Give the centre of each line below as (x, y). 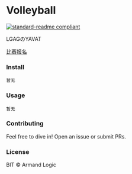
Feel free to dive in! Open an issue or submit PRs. (66, 136)
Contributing (25, 124)
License (18, 152)
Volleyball (31, 10)
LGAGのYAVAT (24, 38)
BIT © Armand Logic (31, 165)
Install (15, 67)
